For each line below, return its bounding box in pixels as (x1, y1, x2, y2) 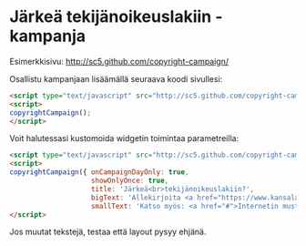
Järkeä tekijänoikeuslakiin (9, 6, 212, 27)
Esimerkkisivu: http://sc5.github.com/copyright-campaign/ (9, 56, 229, 67)
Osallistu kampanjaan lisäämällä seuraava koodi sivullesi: (9, 73, 223, 84)
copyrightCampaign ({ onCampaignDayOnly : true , (9, 168, 189, 177)
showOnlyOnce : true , (90, 176, 169, 186)
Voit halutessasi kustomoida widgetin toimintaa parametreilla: (9, 133, 240, 144)
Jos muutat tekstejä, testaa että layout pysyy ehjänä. (9, 226, 207, 238)
